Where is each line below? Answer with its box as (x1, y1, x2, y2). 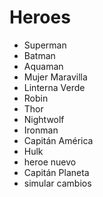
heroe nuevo (23, 156, 77, 168)
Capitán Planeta (23, 166, 90, 178)
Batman (23, 49, 56, 61)
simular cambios (23, 177, 92, 189)
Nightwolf (23, 113, 65, 125)
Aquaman (23, 60, 64, 72)
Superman (23, 39, 67, 51)
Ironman (23, 124, 59, 136)
